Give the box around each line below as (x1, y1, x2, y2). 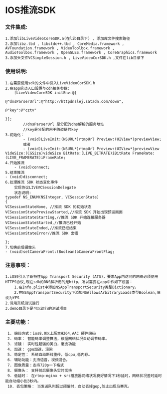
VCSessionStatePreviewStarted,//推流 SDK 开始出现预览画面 (5, 209, 123, 214)
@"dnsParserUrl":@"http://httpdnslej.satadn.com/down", (5, 99, 124, 104)
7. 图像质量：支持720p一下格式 (7, 363, 64, 368)
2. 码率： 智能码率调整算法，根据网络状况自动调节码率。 (7, 336, 110, 342)
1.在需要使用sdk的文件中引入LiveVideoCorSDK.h (5, 80, 96, 85)
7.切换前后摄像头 (5, 245, 36, 250)
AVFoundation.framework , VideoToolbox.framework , (5, 46, 115, 51)
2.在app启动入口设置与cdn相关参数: (5, 86, 70, 91)
